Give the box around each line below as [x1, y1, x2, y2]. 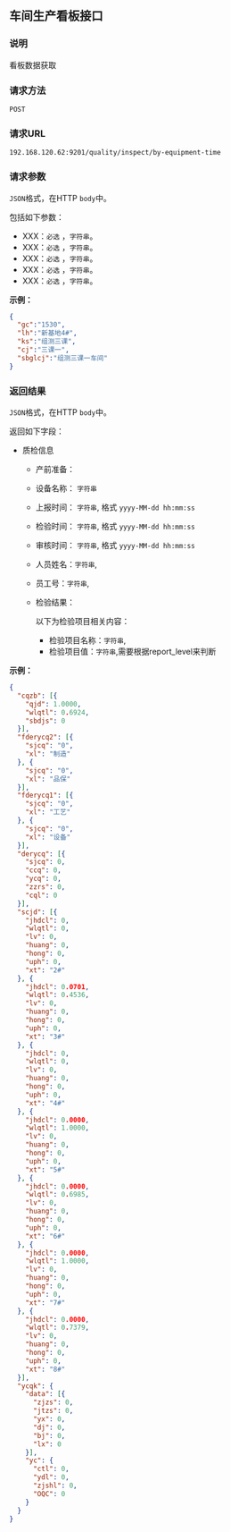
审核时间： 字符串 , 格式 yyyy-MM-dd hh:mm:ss [35, 540, 196, 550]
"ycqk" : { [17, 1381, 53, 1391]
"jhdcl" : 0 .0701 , [25, 982, 90, 991]
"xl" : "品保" [25, 774, 71, 783]
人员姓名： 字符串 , [35, 559, 98, 570]
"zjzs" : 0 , [32, 1398, 74, 1407]
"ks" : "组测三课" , [17, 337, 77, 346]
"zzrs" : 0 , [25, 883, 66, 892]
